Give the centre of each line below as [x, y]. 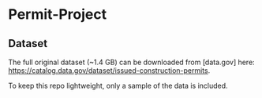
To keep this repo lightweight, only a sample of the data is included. [118, 85]
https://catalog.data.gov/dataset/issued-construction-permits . [109, 71]
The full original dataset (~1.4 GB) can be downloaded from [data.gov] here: [131, 62]
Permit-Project [58, 15]
